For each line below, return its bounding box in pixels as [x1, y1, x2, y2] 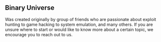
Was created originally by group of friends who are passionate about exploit [5, 16, 156, 22]
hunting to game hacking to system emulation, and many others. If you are [5, 21, 153, 27]
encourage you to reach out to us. [5, 31, 73, 37]
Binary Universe [5, 4, 55, 12]
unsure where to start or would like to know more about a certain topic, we [5, 26, 154, 32]
